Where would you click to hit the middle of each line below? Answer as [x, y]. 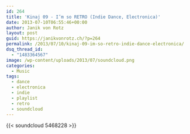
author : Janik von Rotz [35, 28]
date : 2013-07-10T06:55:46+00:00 [47, 22]
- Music [21, 71]
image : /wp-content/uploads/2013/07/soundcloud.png [70, 60]
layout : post [22, 33]
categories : [20, 66]
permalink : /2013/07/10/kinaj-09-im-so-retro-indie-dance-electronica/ [95, 44]
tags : [13, 76]
